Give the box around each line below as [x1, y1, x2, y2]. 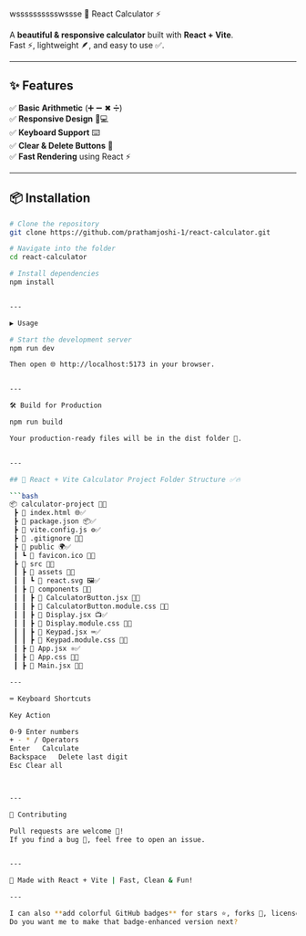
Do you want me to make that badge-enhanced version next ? [9, 917, 239, 926]
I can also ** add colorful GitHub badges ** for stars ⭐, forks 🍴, [9, 909, 268, 918]
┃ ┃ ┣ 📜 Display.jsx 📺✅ [13, 610, 108, 619]
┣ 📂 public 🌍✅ [13, 542, 71, 552]
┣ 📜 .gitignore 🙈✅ [13, 533, 84, 542]
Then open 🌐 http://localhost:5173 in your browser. [9, 360, 216, 369]
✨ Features [9, 78, 74, 94]
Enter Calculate [9, 744, 79, 753]
